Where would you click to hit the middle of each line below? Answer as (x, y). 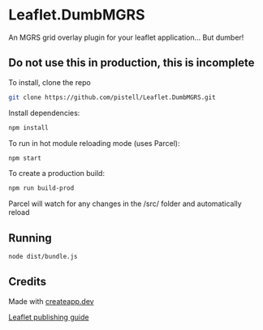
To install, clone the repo (50, 82)
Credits (28, 282)
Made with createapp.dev (52, 301)
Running (30, 238)
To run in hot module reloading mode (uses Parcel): (94, 143)
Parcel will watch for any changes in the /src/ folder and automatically (125, 204)
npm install (28, 127)
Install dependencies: (44, 113)
